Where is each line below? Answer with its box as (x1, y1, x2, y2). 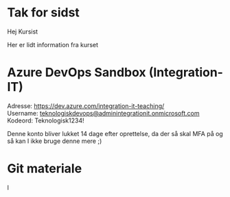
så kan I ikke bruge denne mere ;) (7, 137, 102, 145)
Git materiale (7, 161, 82, 176)
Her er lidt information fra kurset (7, 40, 98, 49)
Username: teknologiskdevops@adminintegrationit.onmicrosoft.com (7, 109, 200, 117)
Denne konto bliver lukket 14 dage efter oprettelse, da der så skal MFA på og (7, 129, 223, 137)
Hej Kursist (7, 27, 38, 36)
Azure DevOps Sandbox (7, 65, 146, 80)
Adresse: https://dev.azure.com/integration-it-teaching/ (7, 101, 165, 110)
